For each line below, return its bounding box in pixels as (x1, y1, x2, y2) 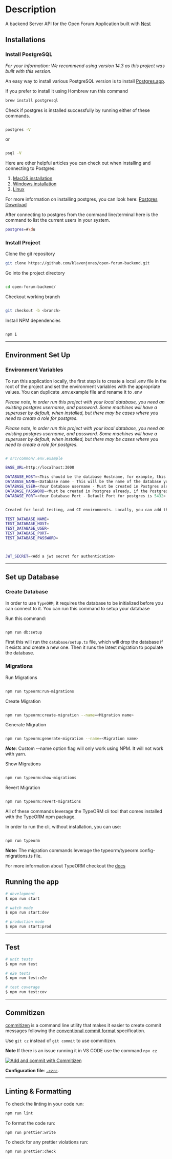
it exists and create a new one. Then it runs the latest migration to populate (5, 644, 163, 650)
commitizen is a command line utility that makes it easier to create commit (5, 1022, 161, 1028)
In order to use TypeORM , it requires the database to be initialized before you (5, 600, 163, 606)
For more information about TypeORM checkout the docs (5, 862, 126, 868)
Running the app (5, 878, 59, 886)
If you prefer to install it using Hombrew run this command (5, 88, 128, 94)
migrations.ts (5, 853, 33, 859)
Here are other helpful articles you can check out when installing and (5, 160, 151, 166)
